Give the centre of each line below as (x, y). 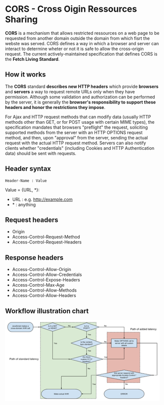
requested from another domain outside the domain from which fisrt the (78, 38)
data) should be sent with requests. (41, 153)
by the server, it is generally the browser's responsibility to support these (81, 102)
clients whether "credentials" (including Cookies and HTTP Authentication (80, 148)
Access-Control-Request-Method (46, 237)
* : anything (24, 204)
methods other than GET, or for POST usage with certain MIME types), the (80, 122)
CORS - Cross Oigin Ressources (71, 9)
